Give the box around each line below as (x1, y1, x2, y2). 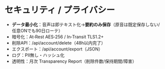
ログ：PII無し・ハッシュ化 (11, 52, 65, 58)
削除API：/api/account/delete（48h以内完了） (11, 40, 106, 46)
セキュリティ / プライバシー (4, 4, 115, 16)
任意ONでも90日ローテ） (11, 27, 63, 33)
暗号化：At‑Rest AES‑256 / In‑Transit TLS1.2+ (11, 34, 104, 40)
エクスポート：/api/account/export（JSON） (11, 46, 103, 52)
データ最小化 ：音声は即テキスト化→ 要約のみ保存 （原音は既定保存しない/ (11, 22, 160, 27)
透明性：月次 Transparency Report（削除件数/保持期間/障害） (11, 58, 137, 64)
